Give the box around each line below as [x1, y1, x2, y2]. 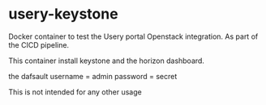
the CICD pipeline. [8, 40, 70, 49]
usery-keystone [8, 5, 119, 23]
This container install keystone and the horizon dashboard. [8, 56, 205, 65]
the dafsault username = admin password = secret [8, 71, 178, 81]
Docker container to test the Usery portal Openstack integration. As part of [8, 31, 259, 41]
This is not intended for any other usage [8, 86, 142, 97]
